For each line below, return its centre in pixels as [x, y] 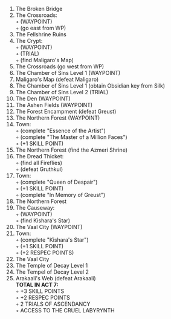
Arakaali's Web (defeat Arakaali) [56, 278]
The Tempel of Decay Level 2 [52, 272]
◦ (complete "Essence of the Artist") [61, 130]
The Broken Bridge [39, 9]
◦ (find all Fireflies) [39, 163]
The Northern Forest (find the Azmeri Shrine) [71, 150]
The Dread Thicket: [40, 156]
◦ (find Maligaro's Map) [45, 60]
